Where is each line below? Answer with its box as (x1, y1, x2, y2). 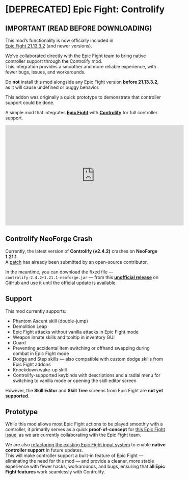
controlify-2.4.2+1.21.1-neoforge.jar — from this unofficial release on (5, 274, 159, 280)
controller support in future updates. (5, 447, 83, 453)
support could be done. (5, 99, 55, 106)
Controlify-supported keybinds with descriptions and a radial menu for (12, 372, 160, 378)
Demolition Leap (12, 323, 47, 330)
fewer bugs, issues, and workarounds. (5, 69, 86, 75)
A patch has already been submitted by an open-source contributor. (5, 259, 148, 265)
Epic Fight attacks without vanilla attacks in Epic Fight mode (12, 329, 139, 335)
